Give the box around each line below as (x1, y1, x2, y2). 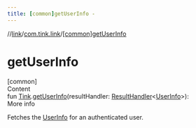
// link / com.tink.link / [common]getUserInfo (7, 29, 127, 38)
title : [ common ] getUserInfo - (7, 10, 96, 17)
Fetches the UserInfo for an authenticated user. (7, 113, 143, 121)
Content (7, 85, 31, 93)
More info (7, 99, 36, 108)
